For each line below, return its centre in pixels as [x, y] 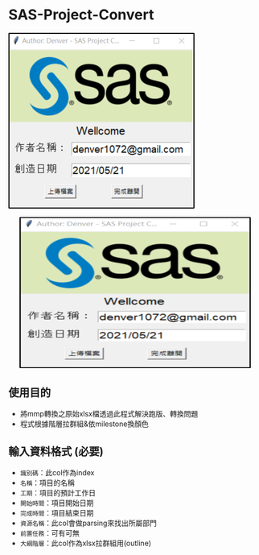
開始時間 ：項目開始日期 [57, 503]
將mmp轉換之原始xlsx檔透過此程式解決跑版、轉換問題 [109, 413]
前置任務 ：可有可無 [50, 532]
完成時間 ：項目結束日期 [57, 512]
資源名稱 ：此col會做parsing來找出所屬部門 [88, 523]
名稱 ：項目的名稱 [47, 483]
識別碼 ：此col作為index [57, 472]
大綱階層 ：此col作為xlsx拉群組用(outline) [85, 543]
